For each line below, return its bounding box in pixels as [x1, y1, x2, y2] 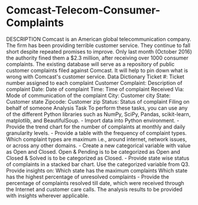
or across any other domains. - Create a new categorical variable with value [6, 142, 191, 149]
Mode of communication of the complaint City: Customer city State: [6, 92, 171, 99]
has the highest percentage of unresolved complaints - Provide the [6, 173, 170, 180]
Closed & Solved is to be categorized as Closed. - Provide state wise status [6, 154, 190, 161]
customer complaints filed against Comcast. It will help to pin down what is [6, 67, 188, 74]
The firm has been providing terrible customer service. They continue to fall [6, 42, 191, 49]
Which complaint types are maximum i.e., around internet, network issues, [6, 135, 187, 143]
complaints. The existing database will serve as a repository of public [6, 60, 175, 68]
